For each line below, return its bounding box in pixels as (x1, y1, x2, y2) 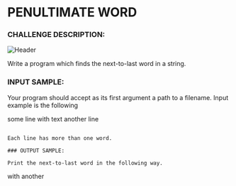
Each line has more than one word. (7, 134, 113, 142)
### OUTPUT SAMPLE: (7, 147, 65, 154)
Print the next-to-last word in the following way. (7, 159, 163, 167)
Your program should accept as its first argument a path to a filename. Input (7, 93, 229, 102)
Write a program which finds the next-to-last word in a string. (7, 60, 186, 68)
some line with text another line (7, 114, 99, 123)
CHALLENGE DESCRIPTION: (7, 30, 106, 40)
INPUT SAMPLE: (7, 77, 64, 87)
